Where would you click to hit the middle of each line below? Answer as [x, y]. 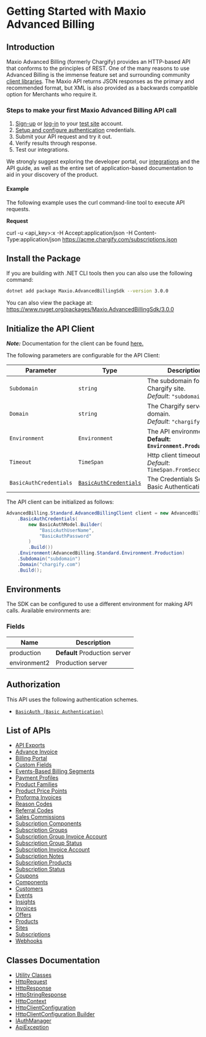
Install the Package [44, 258]
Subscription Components [48, 823]
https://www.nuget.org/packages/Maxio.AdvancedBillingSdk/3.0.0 [90, 309]
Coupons [27, 876]
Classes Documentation [53, 960]
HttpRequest [31, 982]
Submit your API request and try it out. [63, 137]
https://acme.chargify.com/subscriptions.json [120, 239]
